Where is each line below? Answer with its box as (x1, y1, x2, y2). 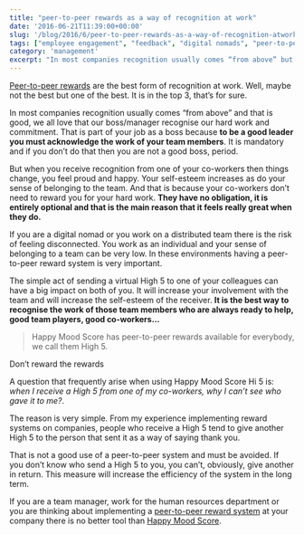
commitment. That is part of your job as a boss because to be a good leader (9, 127, 294, 137)
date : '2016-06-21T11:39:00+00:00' (9, 22, 144, 31)
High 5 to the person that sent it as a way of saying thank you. (9, 432, 241, 443)
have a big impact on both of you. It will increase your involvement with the (9, 285, 290, 295)
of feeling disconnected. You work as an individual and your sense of (9, 239, 267, 249)
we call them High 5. (31, 341, 109, 351)
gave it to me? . (9, 396, 65, 406)
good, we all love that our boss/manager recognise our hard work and (9, 117, 270, 128)
